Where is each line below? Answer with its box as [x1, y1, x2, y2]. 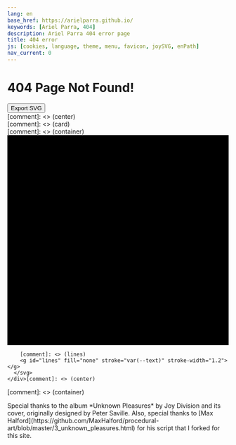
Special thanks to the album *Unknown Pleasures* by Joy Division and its [7, 401, 221, 410]
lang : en [7, 10, 33, 18]
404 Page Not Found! [7, 80, 135, 96]
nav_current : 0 [7, 50, 52, 57]
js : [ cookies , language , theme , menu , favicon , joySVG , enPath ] [7, 43, 199, 50]
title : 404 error [7, 37, 58, 44]
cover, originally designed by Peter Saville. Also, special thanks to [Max [7, 409, 214, 417]
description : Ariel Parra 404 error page [7, 30, 131, 37]
